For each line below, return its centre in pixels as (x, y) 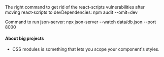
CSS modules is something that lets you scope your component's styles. (86, 49)
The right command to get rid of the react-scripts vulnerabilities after (75, 7)
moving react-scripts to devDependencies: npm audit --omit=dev (71, 12)
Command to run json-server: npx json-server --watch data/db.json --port (81, 22)
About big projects (25, 38)
